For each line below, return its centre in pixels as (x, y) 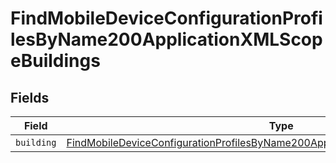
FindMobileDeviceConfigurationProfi (166, 18)
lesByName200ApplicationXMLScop (166, 39)
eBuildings (55, 61)
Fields (30, 97)
